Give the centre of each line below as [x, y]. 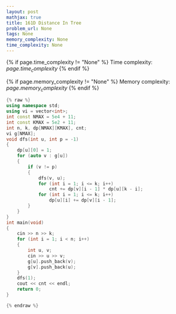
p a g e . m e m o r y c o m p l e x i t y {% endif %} [53, 89]
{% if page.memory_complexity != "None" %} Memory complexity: [88, 81]
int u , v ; [40, 251]
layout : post [22, 12]
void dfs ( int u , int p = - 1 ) [43, 139]
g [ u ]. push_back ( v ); [52, 261]
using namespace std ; [33, 106]
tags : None [20, 34]
